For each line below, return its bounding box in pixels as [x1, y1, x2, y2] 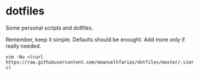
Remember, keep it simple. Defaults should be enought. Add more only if [5, 36, 186, 43]
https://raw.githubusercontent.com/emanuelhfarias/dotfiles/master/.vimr [5, 59, 195, 65]
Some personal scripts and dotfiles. [5, 24, 94, 31]
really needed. [5, 42, 41, 49]
